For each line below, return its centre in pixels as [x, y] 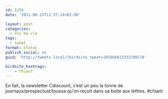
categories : [18, 29]
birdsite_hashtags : [26, 66]
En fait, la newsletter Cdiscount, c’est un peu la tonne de [64, 86]
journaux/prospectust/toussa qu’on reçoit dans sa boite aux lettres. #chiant [84, 91]
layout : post [19, 24]
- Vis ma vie [24, 34]
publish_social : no [26, 52]
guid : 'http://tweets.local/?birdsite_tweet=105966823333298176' [76, 57]
